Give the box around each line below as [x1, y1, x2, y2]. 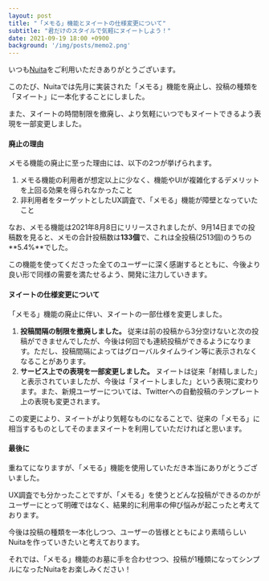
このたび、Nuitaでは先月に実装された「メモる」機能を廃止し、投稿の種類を [8, 82, 259, 92]
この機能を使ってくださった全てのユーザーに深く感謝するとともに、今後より [8, 260, 261, 269]
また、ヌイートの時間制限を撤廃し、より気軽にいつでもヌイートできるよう [8, 109, 255, 119]
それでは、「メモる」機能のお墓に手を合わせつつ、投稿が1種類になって [8, 554, 239, 563]
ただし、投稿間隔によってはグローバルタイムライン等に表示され [33, 346, 243, 356]
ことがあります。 [34, 356, 91, 366]
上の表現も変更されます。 [19, 396, 104, 406]
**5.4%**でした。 [8, 243, 72, 252]
